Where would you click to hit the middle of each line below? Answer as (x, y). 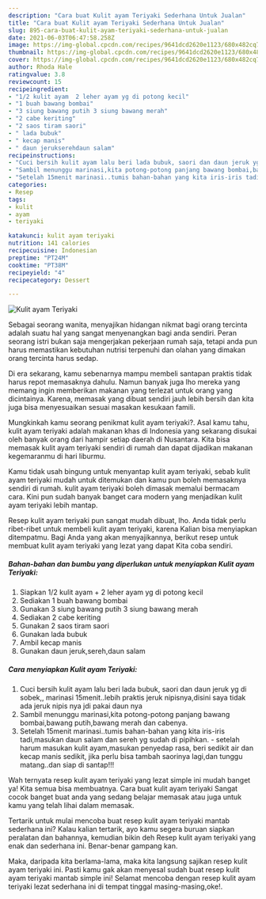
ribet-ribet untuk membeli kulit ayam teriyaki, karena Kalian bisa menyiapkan (133, 529)
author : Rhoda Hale (40, 67)
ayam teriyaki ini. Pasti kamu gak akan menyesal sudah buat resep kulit (124, 870)
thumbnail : (26, 52)
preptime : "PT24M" (38, 258)
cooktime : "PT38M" (38, 265)
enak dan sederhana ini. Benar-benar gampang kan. (93, 846)
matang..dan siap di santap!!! (67, 765)
